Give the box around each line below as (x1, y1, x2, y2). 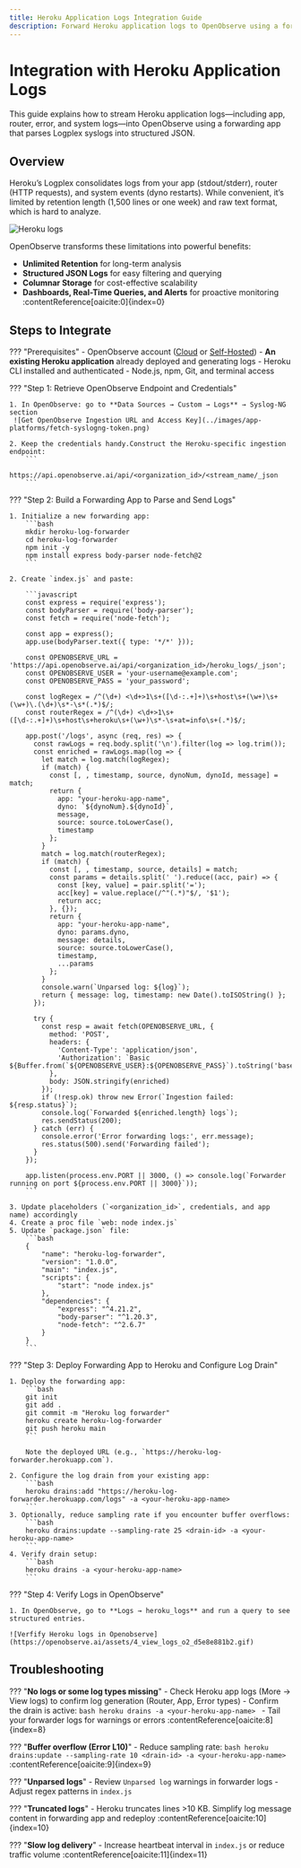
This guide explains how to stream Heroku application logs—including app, (9, 109, 286, 119)
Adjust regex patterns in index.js (9, 1785, 133, 1796)
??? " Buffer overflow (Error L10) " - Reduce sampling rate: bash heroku (9, 1741, 269, 1752)
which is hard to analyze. (9, 206, 101, 217)
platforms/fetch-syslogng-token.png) (9, 423, 150, 433)
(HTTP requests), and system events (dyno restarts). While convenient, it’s (9, 188, 285, 198)
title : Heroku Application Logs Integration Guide (9, 13, 202, 22)
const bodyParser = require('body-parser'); (25, 607, 194, 615)
